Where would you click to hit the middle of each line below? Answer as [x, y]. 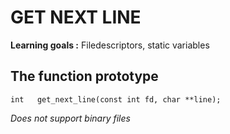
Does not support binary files [70, 118]
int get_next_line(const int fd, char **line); [116, 99]
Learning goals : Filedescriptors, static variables [110, 45]
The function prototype [84, 76]
